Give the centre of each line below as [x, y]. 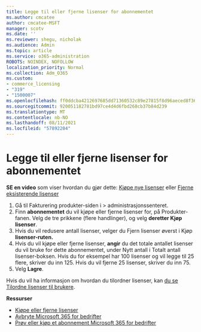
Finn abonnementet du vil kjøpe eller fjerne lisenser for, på [87, 211]
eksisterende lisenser [33, 194]
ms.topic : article [29, 51]
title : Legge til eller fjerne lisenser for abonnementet [80, 12]
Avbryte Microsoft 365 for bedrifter [58, 316]
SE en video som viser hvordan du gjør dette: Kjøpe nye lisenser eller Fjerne [100, 187]
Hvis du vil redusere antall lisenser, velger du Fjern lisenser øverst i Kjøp [103, 230]
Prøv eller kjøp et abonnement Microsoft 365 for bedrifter [86, 322]
